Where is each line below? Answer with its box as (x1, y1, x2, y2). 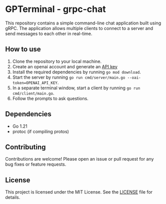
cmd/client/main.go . (12, 90, 54, 96)
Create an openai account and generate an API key (12, 63, 117, 69)
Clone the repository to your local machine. (12, 58, 101, 64)
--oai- (127, 75, 141, 80)
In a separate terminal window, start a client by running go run (12, 85, 140, 91)
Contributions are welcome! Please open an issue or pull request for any (5, 156, 154, 162)
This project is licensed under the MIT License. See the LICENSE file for (5, 189, 153, 195)
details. (5, 195, 20, 201)
